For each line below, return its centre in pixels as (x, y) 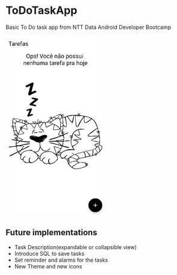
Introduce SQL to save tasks (49, 253)
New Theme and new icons (48, 266)
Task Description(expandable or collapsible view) (75, 247)
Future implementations (51, 233)
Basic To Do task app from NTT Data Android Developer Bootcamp (88, 27)
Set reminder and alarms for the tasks (61, 260)
